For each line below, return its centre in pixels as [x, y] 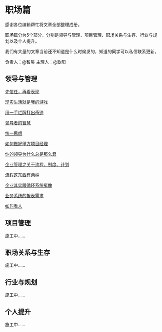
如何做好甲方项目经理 [26, 143]
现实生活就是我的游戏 [26, 102]
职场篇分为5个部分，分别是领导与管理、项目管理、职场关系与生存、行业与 [79, 35]
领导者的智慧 [18, 122]
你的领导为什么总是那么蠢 [31, 154]
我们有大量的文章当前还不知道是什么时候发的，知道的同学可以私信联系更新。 [82, 51]
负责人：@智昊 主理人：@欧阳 [35, 62]
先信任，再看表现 [22, 92]
